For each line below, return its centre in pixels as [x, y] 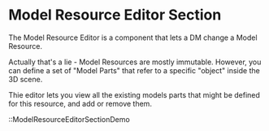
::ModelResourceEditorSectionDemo [69, 119]
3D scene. [26, 79]
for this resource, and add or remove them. [80, 103]
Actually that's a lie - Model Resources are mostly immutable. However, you [135, 62]
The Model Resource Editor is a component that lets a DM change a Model [133, 37]
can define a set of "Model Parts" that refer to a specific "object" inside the [134, 70]
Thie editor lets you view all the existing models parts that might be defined [134, 94]
